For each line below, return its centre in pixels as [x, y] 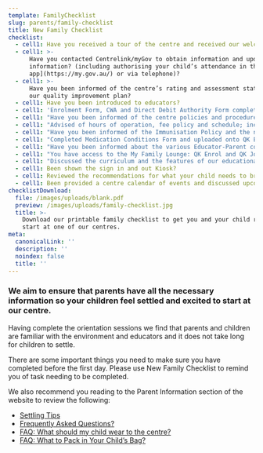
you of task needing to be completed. [68, 376]
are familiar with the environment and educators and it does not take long [126, 336]
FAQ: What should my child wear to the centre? [95, 432]
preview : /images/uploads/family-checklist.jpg [94, 205]
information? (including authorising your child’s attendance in [137, 67]
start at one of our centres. [72, 227]
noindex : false [40, 256]
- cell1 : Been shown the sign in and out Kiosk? [96, 169]
